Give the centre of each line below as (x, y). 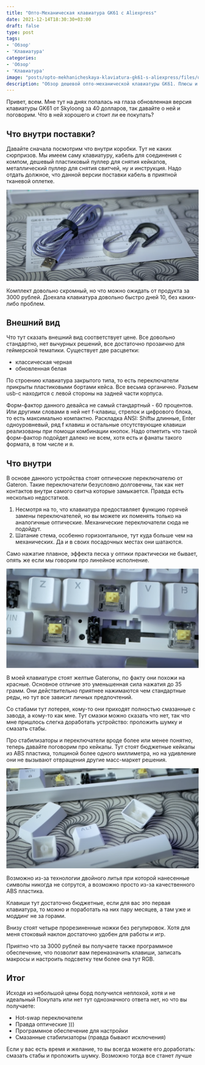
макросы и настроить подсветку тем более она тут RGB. (80, 959)
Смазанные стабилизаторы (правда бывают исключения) (90, 1037)
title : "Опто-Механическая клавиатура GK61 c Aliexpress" (81, 13)
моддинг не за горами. (36, 916)
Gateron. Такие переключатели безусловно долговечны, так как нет (95, 485)
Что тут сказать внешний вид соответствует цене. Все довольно (91, 337)
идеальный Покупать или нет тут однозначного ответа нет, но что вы (97, 999)
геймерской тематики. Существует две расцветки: (73, 351)
